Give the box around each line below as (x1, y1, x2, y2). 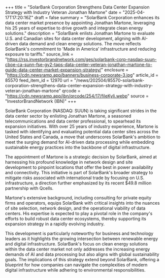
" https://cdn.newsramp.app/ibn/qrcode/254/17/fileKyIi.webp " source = (5, 93, 149, 99)
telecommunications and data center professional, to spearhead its (5, 118, 141, 124)
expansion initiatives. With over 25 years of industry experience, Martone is (5, 124, 159, 129)
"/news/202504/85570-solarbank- (73, 77, 144, 83)
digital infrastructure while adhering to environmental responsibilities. (5, 267, 146, 273)
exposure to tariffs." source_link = (5, 51, 74, 57)
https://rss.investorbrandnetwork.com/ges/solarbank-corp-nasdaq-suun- (7, 57, 157, 62)
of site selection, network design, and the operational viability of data (5, 205, 146, 211)
